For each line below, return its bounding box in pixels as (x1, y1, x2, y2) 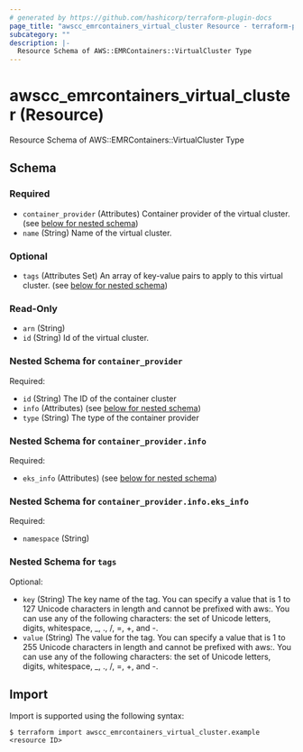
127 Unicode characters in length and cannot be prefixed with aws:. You (22, 603, 290, 614)
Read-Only (9, 302, 59, 315)
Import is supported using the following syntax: (9, 711, 185, 721)
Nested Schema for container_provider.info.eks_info (9, 495, 250, 508)
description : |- (9, 38, 70, 48)
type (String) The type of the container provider (22, 412, 200, 423)
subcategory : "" (9, 30, 70, 39)
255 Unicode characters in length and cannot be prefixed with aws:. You (22, 641, 291, 652)
